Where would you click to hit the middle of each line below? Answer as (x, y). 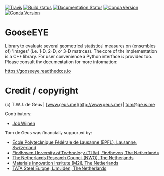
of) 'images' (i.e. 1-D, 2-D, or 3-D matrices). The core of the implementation (81, 51)
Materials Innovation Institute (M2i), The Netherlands (65, 163)
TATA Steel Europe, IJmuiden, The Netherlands (59, 168)
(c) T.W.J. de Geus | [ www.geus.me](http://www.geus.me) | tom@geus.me (80, 104)
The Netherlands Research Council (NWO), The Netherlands (73, 158)
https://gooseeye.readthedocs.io (38, 71)
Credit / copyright (42, 91)
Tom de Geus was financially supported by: (49, 132)
